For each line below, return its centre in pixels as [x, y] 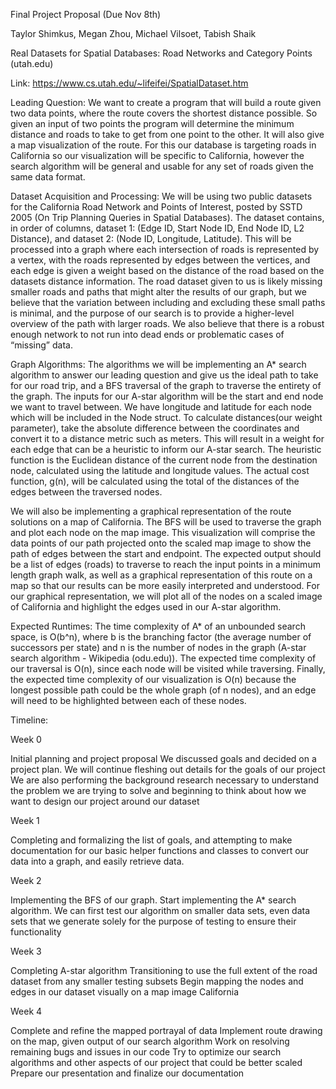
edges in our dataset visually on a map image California [125, 992]
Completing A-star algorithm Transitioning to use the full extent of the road [164, 970]
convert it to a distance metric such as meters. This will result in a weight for [167, 438]
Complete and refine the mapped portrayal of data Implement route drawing [166, 1030]
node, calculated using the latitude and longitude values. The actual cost [160, 470]
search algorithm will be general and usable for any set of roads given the [162, 166]
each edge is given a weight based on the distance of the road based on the [167, 270]
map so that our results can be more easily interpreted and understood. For [165, 585]
